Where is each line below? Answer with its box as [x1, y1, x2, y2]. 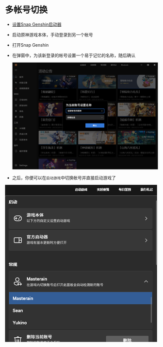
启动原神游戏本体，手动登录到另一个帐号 [12, 32, 93, 37]
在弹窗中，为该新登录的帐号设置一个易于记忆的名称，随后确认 [12, 52, 136, 58]
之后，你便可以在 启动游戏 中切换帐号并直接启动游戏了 [12, 174, 116, 180]
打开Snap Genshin [12, 42, 49, 48]
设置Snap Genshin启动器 [12, 21, 62, 27]
